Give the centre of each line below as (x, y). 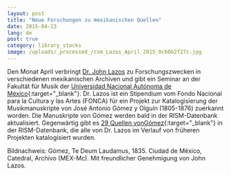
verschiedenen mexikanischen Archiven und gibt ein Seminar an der (104, 79)
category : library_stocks (44, 45)
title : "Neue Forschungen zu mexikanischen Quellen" (84, 20)
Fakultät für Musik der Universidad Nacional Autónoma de (90, 86)
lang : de (20, 33)
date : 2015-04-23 (32, 26)
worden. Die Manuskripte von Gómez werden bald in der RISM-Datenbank (112, 115)
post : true (23, 39)
